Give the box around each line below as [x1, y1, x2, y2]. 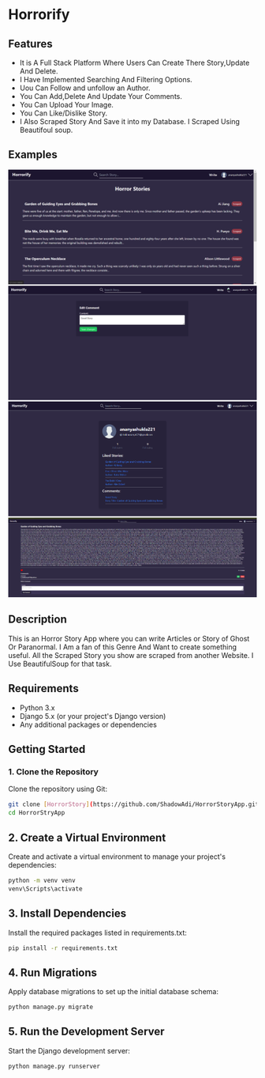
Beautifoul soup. [19, 125, 73, 134]
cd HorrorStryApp [8, 809, 65, 817]
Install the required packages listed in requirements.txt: [8, 928, 188, 937]
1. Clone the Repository [8, 766, 99, 777]
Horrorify [8, 6, 70, 24]
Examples [8, 148, 58, 161]
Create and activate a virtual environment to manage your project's [8, 852, 226, 861]
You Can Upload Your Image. [19, 100, 114, 109]
